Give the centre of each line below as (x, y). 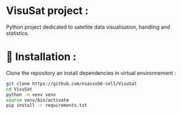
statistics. (17, 33)
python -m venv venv (31, 95)
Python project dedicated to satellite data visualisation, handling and (88, 27)
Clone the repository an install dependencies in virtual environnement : (91, 73)
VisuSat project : (47, 11)
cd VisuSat (19, 89)
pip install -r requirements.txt (47, 106)
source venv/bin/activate (37, 100)
